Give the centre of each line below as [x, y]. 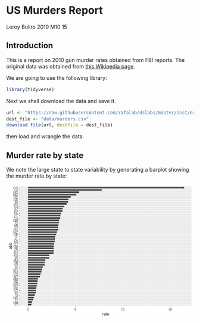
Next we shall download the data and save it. [61, 101]
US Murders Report [54, 10]
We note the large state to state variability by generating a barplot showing [98, 170]
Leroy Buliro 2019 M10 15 [37, 27]
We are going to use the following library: [57, 77]
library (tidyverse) [30, 89]
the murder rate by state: [37, 176]
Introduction [30, 46]
